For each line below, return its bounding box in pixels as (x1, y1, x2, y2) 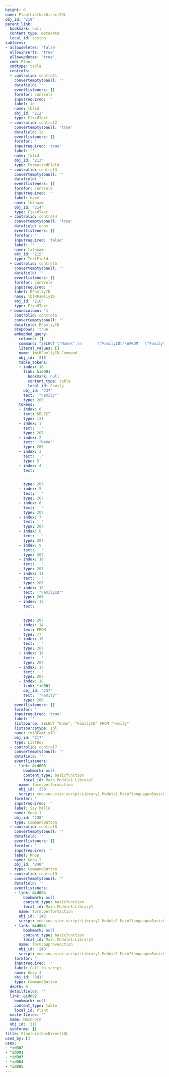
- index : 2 (18, 435, 42, 440)
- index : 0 (18, 407, 42, 412)
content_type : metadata (10, 31, 59, 36)
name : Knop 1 (14, 810, 42, 815)
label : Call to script (14, 965, 62, 970)
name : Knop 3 (14, 970, 42, 975)
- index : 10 (18, 557, 44, 562)
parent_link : (5, 21, 33, 27)
